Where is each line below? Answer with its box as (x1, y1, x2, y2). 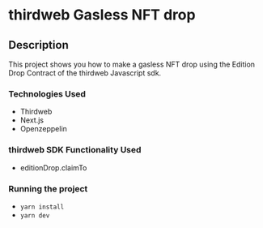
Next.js (19, 115, 45, 125)
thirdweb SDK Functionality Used (8, 144, 142, 156)
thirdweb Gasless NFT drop (8, 6, 196, 24)
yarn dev (19, 211, 50, 220)
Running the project (8, 183, 88, 194)
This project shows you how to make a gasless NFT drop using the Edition (8, 59, 256, 69)
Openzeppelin (19, 124, 67, 134)
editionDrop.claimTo (19, 162, 87, 172)
